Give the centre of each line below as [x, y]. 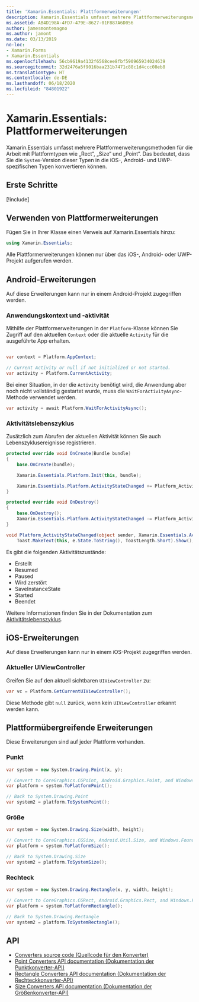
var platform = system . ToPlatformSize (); [58, 846]
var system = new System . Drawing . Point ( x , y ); [65, 770]
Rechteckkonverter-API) [44, 980]
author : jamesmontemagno [37, 28]
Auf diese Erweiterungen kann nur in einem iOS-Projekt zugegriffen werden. [99, 652]
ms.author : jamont [29, 34]
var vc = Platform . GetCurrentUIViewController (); [69, 691]
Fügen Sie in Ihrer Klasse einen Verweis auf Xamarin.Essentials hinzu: [91, 232]
